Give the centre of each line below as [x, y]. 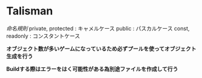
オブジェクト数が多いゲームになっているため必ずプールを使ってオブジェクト [101, 49]
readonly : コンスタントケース [43, 36]
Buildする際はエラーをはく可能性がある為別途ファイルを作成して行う [92, 69]
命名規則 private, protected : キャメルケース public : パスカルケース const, [98, 28]
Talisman [30, 11]
